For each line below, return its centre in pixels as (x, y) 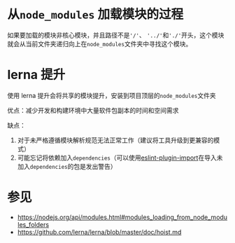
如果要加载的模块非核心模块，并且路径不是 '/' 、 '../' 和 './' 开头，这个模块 (116, 35)
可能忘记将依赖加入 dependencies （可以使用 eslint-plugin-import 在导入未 (120, 158)
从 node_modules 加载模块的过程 (95, 14)
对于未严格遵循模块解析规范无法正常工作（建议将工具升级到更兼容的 (115, 140)
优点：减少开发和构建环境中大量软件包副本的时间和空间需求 (93, 110)
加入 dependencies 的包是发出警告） (67, 166)
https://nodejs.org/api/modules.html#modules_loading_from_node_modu (122, 217)
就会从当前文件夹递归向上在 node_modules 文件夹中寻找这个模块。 (100, 43)
